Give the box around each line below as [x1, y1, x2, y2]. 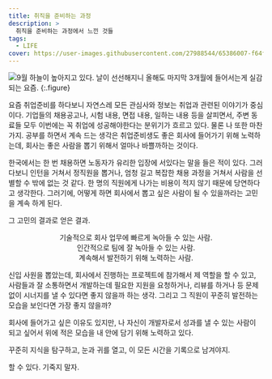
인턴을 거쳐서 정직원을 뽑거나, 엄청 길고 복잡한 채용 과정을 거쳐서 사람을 [29, 168, 255, 177]
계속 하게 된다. [16, 198, 63, 207]
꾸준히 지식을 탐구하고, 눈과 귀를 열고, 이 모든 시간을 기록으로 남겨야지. [8, 345, 231, 355]
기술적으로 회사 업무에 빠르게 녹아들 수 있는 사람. [59, 232, 213, 242]
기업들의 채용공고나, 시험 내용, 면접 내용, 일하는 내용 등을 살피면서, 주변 [25, 110, 249, 120]
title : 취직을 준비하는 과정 [8, 11, 91, 20]
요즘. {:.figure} [23, 83, 71, 92]
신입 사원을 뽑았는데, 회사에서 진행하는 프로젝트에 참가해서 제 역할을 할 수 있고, [8, 270, 257, 279]
